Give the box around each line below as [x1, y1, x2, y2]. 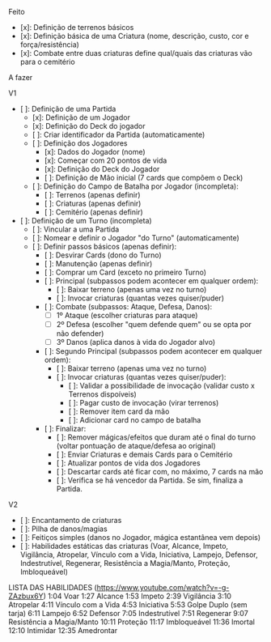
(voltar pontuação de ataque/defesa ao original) [56, 441, 216, 451]
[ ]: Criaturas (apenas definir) [44, 198, 142, 208]
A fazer [8, 73, 33, 82]
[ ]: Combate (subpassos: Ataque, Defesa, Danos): [44, 302, 213, 311]
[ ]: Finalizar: [44, 424, 87, 434]
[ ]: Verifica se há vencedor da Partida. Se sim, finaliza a [56, 475, 243, 485]
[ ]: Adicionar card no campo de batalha [68, 415, 201, 425]
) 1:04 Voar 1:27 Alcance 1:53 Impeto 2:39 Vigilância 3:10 [43, 591, 232, 602]
